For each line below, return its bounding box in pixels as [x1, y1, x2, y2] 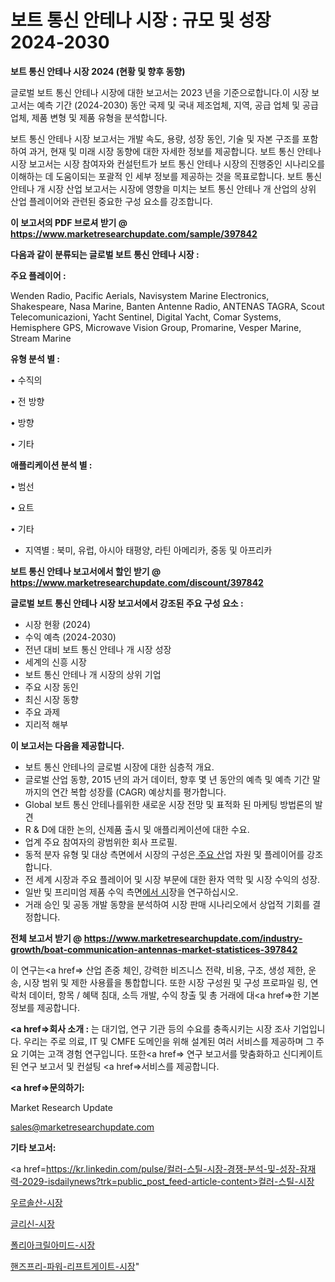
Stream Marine [10, 332, 72, 344]
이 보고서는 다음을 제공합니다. [10, 739, 125, 751]
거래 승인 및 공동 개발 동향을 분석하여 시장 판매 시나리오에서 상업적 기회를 [24, 898, 311, 910]
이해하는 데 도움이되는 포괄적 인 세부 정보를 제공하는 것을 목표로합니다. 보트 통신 [10, 170, 323, 182]
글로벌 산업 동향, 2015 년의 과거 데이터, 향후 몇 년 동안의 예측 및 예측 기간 [24, 773, 310, 785]
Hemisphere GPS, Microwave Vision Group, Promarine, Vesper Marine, [10, 321, 302, 333]
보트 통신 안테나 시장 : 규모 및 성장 [10, 9, 272, 32]
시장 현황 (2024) [24, 618, 92, 630]
